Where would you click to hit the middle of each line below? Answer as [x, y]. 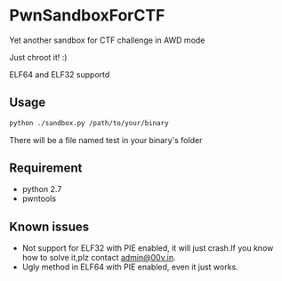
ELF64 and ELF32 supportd [60, 74]
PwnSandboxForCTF [87, 16]
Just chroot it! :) [38, 57]
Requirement [46, 169]
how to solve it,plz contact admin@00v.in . [99, 258]
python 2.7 [42, 189]
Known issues [49, 226]
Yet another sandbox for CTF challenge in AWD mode [107, 40]
